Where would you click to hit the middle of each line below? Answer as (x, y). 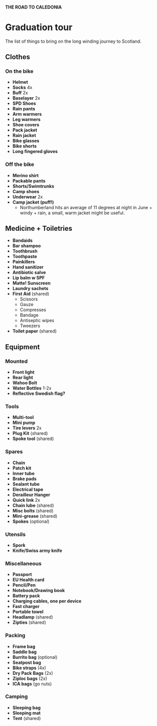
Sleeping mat (26, 713)
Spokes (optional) (31, 521)
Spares (14, 452)
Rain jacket (24, 135)
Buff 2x (20, 93)
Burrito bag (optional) (35, 657)
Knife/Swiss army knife (37, 550)
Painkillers (23, 262)
